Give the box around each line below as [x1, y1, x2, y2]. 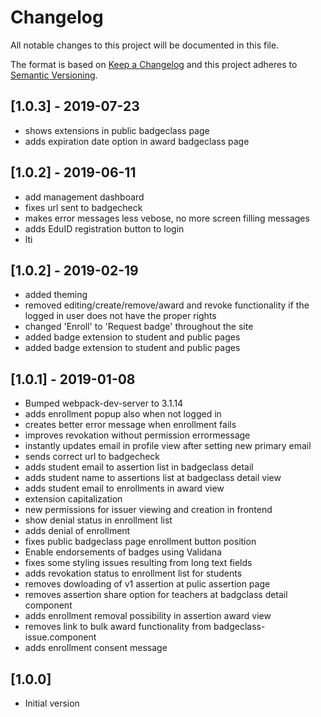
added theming [24, 289, 88, 301]
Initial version [24, 697, 80, 709]
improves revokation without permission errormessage [24, 429, 251, 441]
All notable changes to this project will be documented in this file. [10, 39, 280, 51]
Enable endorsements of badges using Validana [24, 546, 222, 558]
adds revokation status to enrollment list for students [24, 567, 243, 580]
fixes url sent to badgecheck [24, 201, 143, 213]
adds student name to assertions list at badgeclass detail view [24, 472, 282, 484]
